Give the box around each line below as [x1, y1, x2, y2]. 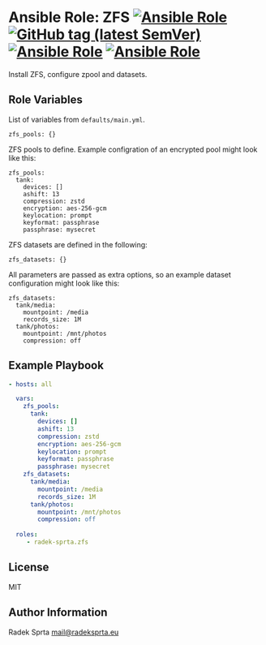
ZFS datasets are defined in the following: [8, 239, 148, 249]
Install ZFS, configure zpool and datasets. [8, 69, 148, 79]
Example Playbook [8, 359, 104, 372]
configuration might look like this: [8, 278, 120, 288]
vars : [15, 394, 35, 403]
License [8, 561, 49, 574]
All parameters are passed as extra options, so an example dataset [8, 269, 231, 279]
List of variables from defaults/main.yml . [8, 114, 146, 124]
